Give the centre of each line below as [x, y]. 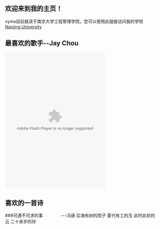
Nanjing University [24, 27]
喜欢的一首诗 [24, 203]
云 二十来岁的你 [21, 222]
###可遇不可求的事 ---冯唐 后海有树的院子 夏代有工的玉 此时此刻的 [80, 215]
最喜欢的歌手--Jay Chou [42, 43]
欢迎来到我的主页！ [34, 9]
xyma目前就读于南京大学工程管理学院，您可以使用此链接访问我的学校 [74, 21]
